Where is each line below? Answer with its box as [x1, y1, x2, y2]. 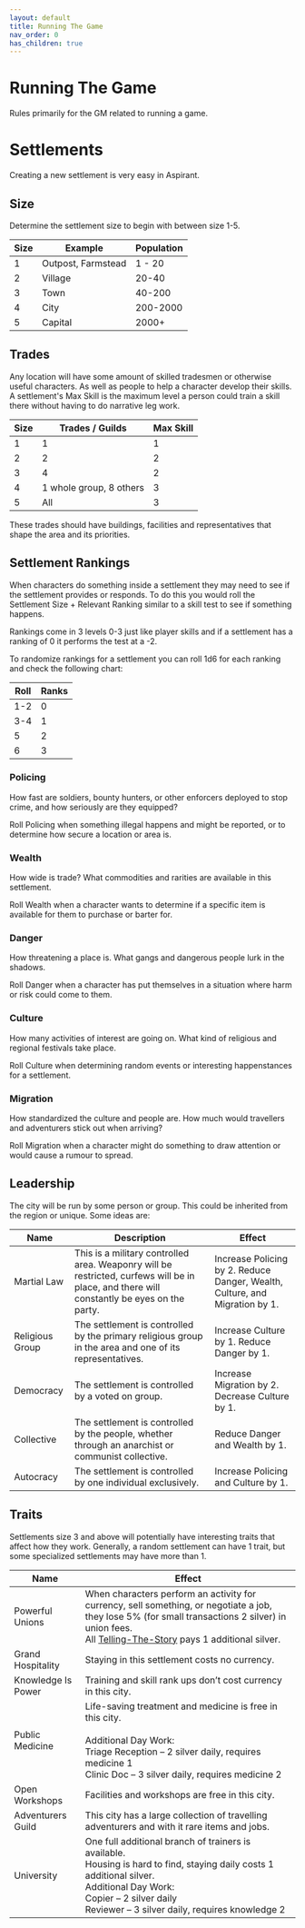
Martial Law [14, 1275, 64, 1287]
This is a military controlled [74, 1247, 189, 1259]
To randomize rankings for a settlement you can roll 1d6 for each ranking [9, 653, 281, 664]
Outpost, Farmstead [42, 256, 127, 269]
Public [14, 1728, 41, 1741]
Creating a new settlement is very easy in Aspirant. [9, 170, 200, 181]
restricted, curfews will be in [74, 1269, 195, 1282]
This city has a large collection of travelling [84, 1809, 268, 1822]
